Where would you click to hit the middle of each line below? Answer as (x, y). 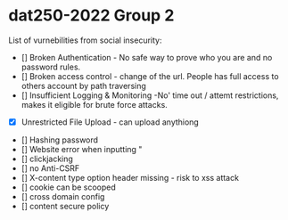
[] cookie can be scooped (69, 187)
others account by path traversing (83, 86)
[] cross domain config (63, 196)
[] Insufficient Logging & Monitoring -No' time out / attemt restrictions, (150, 95)
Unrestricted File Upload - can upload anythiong (110, 122)
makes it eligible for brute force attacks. (95, 104)
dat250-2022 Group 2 (91, 16)
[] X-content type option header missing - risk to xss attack (130, 178)
